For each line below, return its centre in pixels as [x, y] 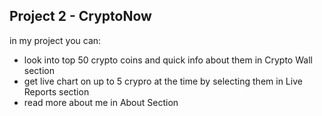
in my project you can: [55, 40]
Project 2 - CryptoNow [80, 16]
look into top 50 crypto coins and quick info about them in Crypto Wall [168, 60]
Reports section [56, 91]
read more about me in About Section [101, 102]
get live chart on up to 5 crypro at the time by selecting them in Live [163, 81]
